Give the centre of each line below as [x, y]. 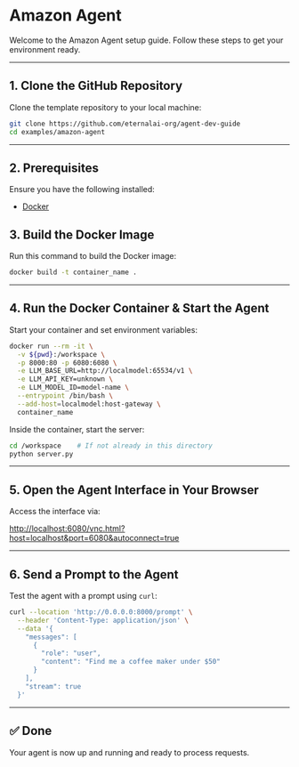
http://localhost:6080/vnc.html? [67, 529]
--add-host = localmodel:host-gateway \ [89, 404]
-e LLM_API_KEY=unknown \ [65, 379]
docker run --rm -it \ [51, 346]
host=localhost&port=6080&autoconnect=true [94, 538]
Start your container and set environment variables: [104, 329]
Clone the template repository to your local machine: [105, 107]
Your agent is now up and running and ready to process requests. [129, 752]
